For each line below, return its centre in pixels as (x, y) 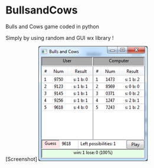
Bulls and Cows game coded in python (53, 26)
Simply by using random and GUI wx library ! (60, 38)
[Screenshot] (22, 159)
